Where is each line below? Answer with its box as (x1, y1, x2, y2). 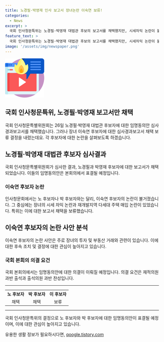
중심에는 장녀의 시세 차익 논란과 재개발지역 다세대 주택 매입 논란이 (16, 202, 142, 207)
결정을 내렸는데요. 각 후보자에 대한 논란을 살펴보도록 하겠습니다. (10, 135, 132, 140)
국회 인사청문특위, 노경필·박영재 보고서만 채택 (5, 108, 133, 117)
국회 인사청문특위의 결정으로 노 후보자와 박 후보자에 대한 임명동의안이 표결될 (5, 315, 150, 321)
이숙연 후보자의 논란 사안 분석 (5, 224, 88, 232)
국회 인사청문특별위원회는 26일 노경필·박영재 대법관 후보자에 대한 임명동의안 (5, 122, 150, 128)
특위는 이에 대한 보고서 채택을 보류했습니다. (11, 208, 94, 214)
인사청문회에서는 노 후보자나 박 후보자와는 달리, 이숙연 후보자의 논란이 (5, 196, 138, 202)
